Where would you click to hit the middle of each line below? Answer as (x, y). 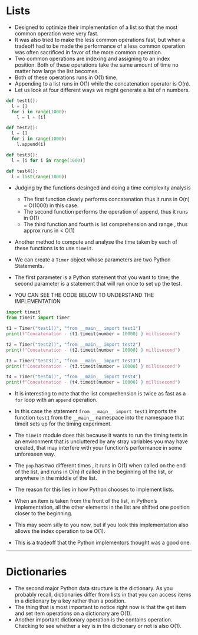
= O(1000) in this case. (51, 205)
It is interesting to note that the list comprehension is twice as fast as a (100, 394)
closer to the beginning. (43, 513)
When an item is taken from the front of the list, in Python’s (86, 501)
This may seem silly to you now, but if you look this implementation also (101, 525)
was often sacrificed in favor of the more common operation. (88, 52)
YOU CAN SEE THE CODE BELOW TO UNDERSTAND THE (84, 295)
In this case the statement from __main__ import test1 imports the (95, 411)
